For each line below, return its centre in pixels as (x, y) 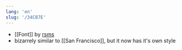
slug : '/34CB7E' (26, 17)
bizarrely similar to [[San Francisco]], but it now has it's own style (95, 40)
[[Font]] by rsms (34, 34)
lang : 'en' (19, 12)
